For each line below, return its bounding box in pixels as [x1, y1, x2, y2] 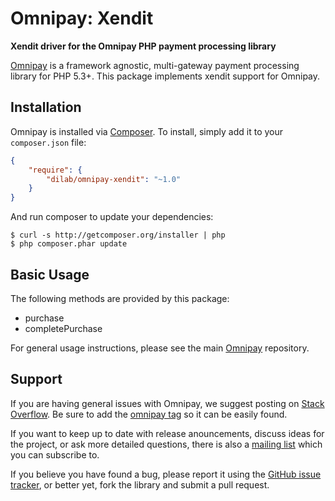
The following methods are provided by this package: [10, 292, 230, 304]
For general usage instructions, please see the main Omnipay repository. [10, 342, 310, 354]
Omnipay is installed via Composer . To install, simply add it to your [10, 125, 284, 137]
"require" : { [28, 165, 83, 175]
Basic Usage [10, 266, 90, 283]
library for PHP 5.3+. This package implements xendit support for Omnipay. [10, 70, 321, 82]
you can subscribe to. [10, 448, 100, 461]
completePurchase [24, 322, 103, 334]
